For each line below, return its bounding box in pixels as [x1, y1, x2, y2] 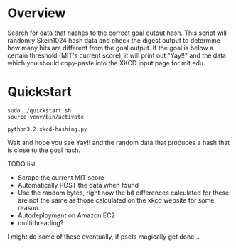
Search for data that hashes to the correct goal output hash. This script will [7, 28, 227, 37]
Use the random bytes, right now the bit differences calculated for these [17, 188, 230, 197]
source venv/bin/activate [7, 113, 84, 120]
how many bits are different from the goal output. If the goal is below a [7, 43, 214, 52]
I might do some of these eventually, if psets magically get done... [7, 232, 200, 241]
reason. [17, 203, 41, 212]
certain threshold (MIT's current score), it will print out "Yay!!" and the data [7, 51, 226, 60]
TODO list [7, 159, 36, 168]
